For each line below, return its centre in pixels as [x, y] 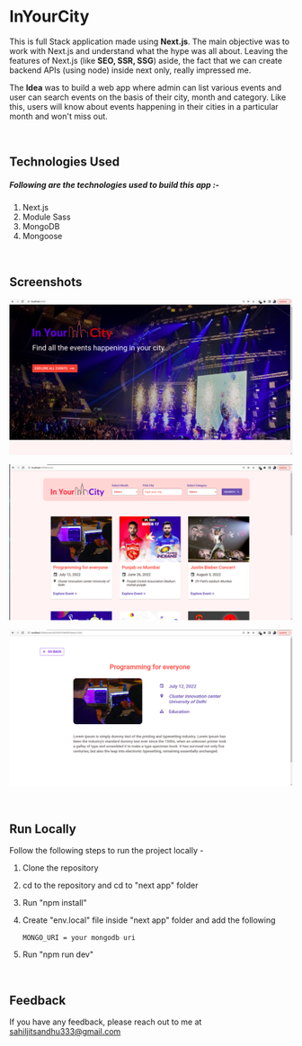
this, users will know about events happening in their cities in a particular [144, 106]
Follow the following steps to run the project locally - [107, 851]
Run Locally [43, 829]
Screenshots [46, 282]
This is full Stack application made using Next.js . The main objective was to [150, 41]
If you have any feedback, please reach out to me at [106, 1022]
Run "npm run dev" [58, 954]
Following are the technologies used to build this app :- [115, 184]
